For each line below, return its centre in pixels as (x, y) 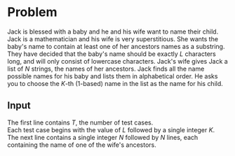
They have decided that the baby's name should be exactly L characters (112, 54)
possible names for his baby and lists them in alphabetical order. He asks (113, 76)
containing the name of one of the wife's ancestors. (82, 145)
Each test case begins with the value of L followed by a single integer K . (111, 129)
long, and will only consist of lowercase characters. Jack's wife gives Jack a (117, 61)
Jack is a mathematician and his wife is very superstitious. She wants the (113, 38)
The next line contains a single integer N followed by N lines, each (103, 137)
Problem (32, 12)
